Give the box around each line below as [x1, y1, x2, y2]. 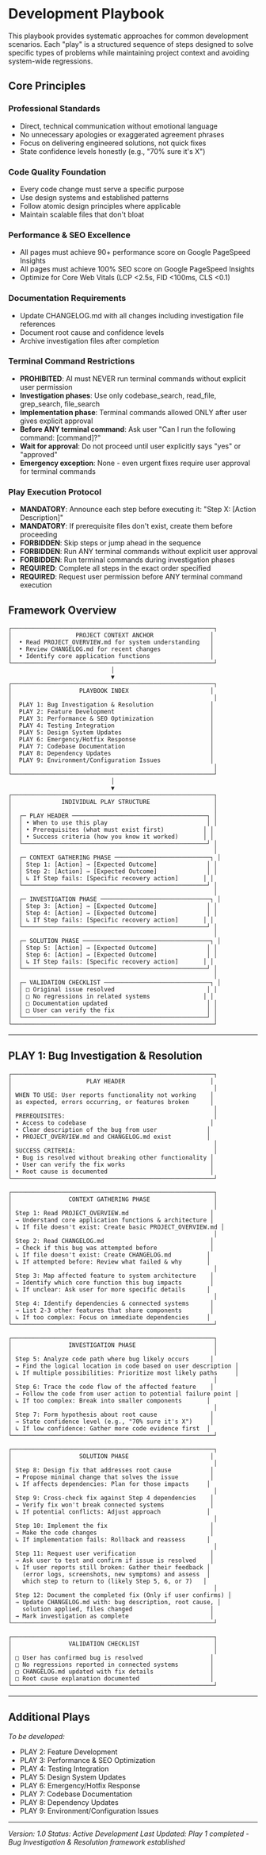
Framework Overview [8, 603, 117, 617]
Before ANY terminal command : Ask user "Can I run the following [19, 424, 236, 433]
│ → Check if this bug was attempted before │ [8, 1244, 215, 1252]
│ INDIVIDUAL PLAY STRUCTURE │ [8, 798, 218, 806]
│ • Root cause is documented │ [8, 1168, 215, 1176]
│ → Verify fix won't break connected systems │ [8, 1501, 215, 1509]
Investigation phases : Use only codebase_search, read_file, [19, 391, 217, 400]
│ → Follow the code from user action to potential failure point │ [8, 1390, 239, 1398]
